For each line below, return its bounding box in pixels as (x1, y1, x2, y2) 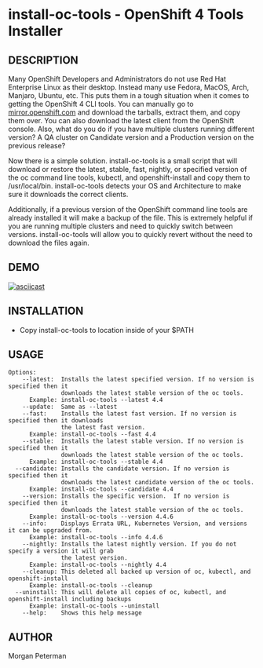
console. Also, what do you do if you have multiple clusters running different (8, 124, 255, 133)
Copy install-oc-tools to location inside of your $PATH (19, 325, 195, 334)
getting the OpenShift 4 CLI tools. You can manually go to (8, 100, 194, 108)
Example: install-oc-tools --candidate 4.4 (28, 485, 174, 494)
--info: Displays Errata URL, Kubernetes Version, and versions (22, 520, 247, 527)
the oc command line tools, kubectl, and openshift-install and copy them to (8, 173, 250, 182)
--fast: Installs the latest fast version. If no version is (22, 410, 237, 418)
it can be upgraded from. (8, 527, 93, 535)
